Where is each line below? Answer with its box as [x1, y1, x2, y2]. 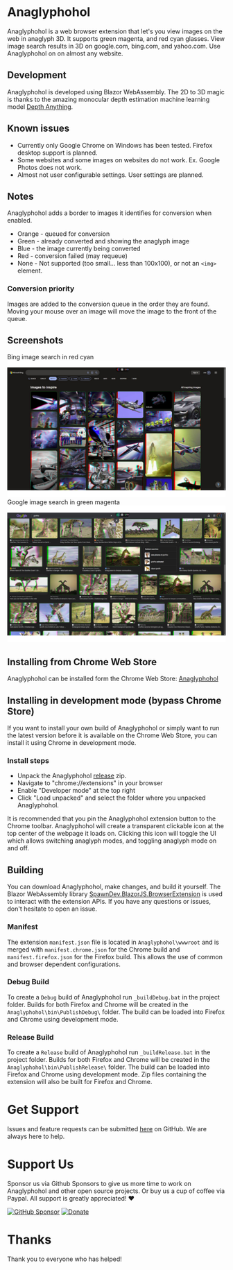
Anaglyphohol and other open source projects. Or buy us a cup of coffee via [7, 1187, 225, 1195]
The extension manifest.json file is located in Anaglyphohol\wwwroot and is [7, 938, 220, 946]
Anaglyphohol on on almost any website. [7, 49, 123, 58]
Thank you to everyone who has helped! [7, 1255, 123, 1263]
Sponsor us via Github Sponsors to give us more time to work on [7, 1179, 192, 1187]
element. [17, 266, 43, 275]
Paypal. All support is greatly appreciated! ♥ [7, 1194, 135, 1202]
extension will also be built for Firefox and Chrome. [7, 1078, 153, 1086]
